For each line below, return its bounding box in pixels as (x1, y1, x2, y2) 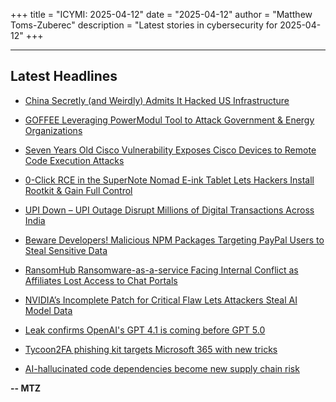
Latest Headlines (10, 68, 118, 85)
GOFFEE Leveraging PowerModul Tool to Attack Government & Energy (24, 114, 315, 126)
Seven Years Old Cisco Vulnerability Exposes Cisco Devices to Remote (24, 144, 317, 156)
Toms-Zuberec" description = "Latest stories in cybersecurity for (10, 19, 278, 31)
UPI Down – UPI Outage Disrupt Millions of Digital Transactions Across (24, 204, 315, 216)
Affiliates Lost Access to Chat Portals (24, 274, 178, 286)
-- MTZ (10, 382, 42, 394)
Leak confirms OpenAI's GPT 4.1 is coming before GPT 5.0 (24, 324, 266, 336)
